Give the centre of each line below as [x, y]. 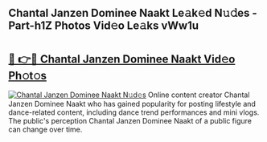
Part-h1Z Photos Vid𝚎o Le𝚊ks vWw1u [104, 26]
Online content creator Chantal [199, 95]
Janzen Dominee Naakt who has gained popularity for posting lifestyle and [132, 104]
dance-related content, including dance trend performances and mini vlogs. [134, 112]
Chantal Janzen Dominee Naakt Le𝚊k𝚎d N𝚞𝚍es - [133, 13]
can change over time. [45, 129]
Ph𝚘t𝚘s [27, 75]
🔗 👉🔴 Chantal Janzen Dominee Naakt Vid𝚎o [122, 59]
